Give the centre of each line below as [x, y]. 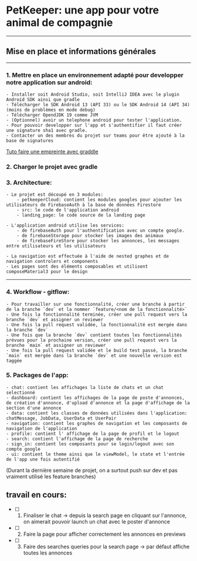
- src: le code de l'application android [68, 210]
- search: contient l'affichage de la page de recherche [77, 439]
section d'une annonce [34, 408]
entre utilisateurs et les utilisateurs [56, 246]
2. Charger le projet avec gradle [52, 167]
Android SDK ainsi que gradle [43, 100]
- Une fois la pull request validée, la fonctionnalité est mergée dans [97, 325]
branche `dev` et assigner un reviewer [55, 320]
